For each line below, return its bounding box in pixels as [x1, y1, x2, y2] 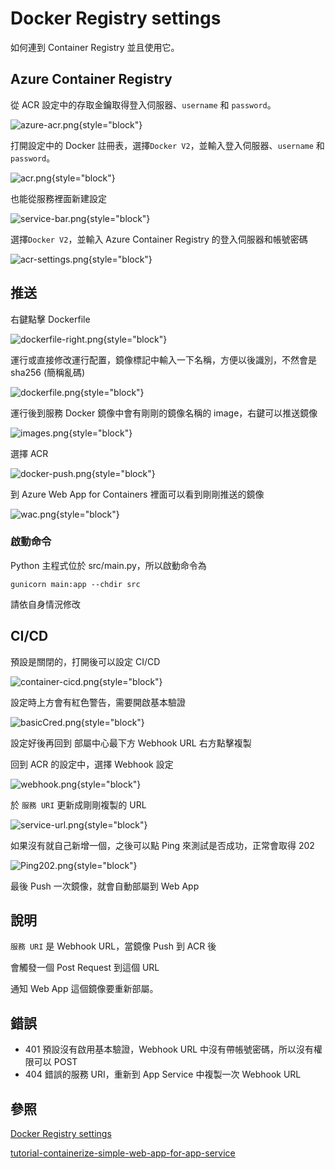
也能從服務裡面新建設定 [10, 192, 107, 204]
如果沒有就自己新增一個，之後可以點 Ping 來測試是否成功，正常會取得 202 [10, 839, 315, 851]
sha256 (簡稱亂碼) [10, 366, 86, 378]
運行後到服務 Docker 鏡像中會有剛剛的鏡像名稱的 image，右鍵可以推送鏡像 [10, 407, 318, 419]
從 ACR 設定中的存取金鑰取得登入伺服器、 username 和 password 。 [10, 98, 277, 111]
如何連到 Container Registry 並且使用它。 [10, 41, 180, 53]
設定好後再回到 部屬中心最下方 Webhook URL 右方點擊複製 [10, 737, 252, 749]
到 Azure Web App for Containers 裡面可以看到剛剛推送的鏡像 [10, 488, 265, 500]
